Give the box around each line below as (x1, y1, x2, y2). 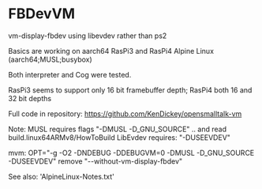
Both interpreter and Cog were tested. (8, 70, 132, 79)
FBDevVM (8, 5, 76, 23)
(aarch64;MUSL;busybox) (8, 55, 92, 64)
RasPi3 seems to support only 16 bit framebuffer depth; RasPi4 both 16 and (8, 85, 253, 95)
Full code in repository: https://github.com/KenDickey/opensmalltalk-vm (8, 108, 242, 119)
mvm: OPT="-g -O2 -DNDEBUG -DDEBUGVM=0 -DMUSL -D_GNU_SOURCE (8, 148, 255, 157)
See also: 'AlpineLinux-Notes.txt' (8, 172, 114, 181)
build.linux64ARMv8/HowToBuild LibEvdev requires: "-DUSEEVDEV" (8, 132, 231, 142)
